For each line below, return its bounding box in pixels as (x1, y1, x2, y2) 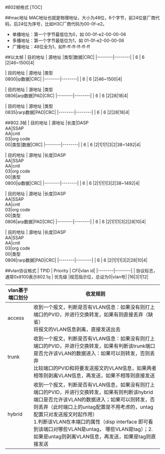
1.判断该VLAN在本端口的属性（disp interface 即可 (33, 419, 148, 425)
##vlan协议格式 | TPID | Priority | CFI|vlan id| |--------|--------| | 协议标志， (5, 268, 158, 274)
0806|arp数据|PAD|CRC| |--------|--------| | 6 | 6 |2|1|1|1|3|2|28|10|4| (5, 219, 146, 224)
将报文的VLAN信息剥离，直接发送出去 (33, 326, 121, 333)
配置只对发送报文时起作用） (33, 411, 98, 418)
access (7, 314, 25, 321)
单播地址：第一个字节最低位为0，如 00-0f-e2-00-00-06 (12, 32, 126, 37)
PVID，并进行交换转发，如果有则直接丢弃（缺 (48, 311, 153, 318)
